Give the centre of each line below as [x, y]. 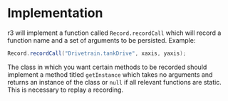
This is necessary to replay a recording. [65, 90]
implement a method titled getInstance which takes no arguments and [110, 74]
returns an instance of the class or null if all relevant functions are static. [115, 82]
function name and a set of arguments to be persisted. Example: [102, 40]
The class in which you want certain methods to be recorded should [107, 67]
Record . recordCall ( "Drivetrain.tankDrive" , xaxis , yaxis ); [97, 53]
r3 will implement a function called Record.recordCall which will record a [114, 33]
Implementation [55, 13]
